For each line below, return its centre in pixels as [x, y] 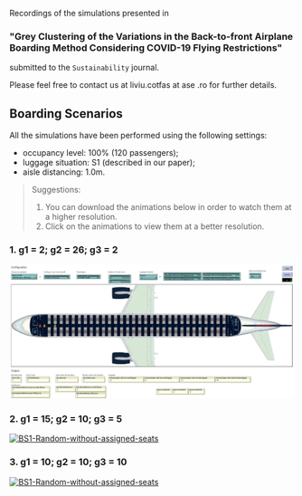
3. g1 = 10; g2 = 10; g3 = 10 [68, 463]
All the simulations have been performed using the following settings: [138, 136]
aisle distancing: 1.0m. [64, 172]
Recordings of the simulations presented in [89, 13]
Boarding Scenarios [66, 114]
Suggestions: [56, 190]
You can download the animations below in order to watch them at [168, 207]
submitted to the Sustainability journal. [85, 68]
